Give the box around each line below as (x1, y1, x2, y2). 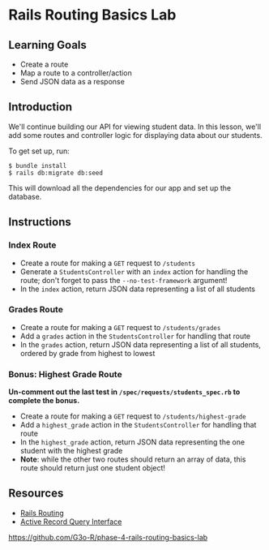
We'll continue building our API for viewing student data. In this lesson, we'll (8, 122, 262, 131)
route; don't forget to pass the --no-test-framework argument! (19, 275, 228, 285)
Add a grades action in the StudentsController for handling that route (19, 331, 251, 341)
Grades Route (8, 304, 63, 316)
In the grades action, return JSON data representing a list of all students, (19, 339, 262, 350)
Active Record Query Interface (19, 517, 122, 526)
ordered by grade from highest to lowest (19, 348, 156, 358)
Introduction (8, 100, 73, 114)
